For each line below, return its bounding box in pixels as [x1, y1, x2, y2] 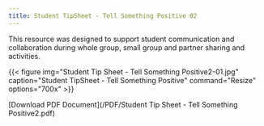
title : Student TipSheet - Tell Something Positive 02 [8, 11, 198, 20]
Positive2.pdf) [8, 108, 55, 118]
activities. [8, 51, 40, 61]
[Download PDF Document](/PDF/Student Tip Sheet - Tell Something [8, 99, 238, 109]
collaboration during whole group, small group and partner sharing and [8, 42, 245, 52]
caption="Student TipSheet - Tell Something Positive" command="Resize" [8, 75, 257, 85]
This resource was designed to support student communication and [8, 34, 235, 44]
